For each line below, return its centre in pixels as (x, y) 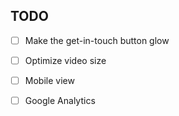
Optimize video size (65, 60)
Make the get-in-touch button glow (97, 40)
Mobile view (49, 80)
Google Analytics (60, 100)
